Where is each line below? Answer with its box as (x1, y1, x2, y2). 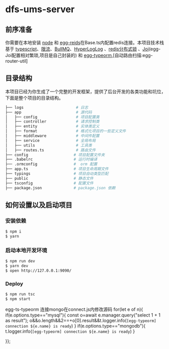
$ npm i (5, 229, 22, 235)
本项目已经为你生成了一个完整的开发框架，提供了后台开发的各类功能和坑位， (5, 88, 166, 95)
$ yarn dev (5, 264, 29, 269)
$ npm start (5, 297, 31, 302)
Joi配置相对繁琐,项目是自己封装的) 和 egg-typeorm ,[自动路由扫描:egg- (5, 52, 153, 58)
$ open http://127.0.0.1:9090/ (5, 268, 72, 273)
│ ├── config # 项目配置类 (5, 114, 100, 120)
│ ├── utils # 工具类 (5, 142, 92, 148)
